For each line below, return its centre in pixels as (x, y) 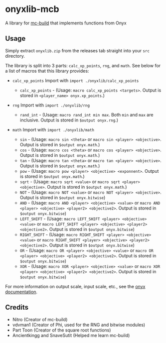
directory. (15, 56)
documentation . (21, 292)
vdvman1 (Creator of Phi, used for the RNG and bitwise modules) (79, 325)
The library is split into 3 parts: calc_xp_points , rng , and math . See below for (83, 65)
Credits (17, 307)
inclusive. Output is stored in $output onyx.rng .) (69, 120)
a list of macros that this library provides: (47, 71)
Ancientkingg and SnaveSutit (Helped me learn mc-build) (71, 335)
